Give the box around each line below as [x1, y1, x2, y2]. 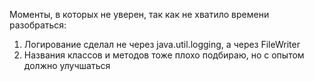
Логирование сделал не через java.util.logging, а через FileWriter [23, 39, 301, 50]
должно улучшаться [23, 60, 111, 71]
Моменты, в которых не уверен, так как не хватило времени [9, 9, 270, 20]
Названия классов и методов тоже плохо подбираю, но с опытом [23, 49, 305, 61]
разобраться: [9, 19, 67, 31]
